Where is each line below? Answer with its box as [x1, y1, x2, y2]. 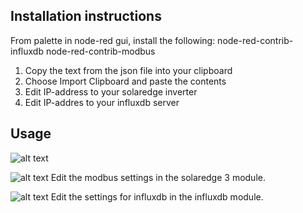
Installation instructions [10, 8, 162, 25]
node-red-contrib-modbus [45, 45, 156, 57]
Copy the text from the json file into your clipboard [24, 64, 233, 76]
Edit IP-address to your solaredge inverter [24, 85, 198, 98]
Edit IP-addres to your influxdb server [24, 96, 180, 108]
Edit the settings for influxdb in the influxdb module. [50, 190, 264, 203]
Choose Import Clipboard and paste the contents [24, 75, 227, 87]
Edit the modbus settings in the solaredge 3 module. [50, 171, 266, 183]
